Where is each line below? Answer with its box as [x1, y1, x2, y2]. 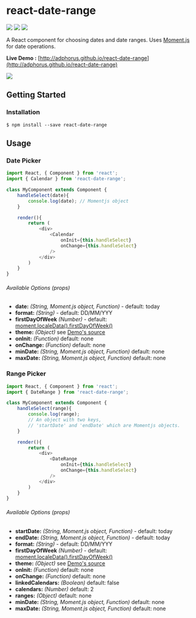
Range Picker [6, 369, 47, 378]
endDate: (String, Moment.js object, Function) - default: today [15, 534, 171, 541]
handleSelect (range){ [17, 406, 72, 412]
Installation [6, 108, 41, 116]
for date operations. [6, 42, 56, 50]
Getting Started [6, 90, 66, 100]
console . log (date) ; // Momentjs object [28, 198, 129, 204]
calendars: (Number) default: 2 [15, 585, 94, 593]
